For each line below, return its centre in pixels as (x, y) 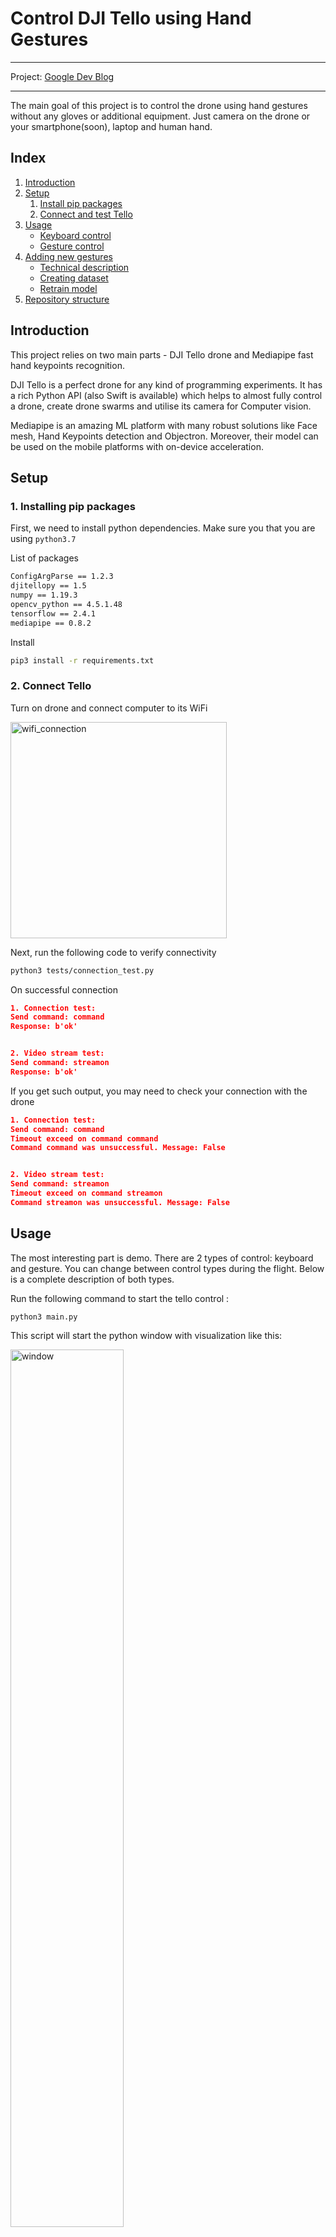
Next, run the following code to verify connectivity (113, 952)
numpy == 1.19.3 (44, 595)
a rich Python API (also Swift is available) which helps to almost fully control (166, 395)
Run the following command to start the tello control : (120, 1298)
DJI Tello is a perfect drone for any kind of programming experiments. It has (166, 384)
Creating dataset (74, 278)
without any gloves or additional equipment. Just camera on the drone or (160, 116)
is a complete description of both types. (92, 1279)
